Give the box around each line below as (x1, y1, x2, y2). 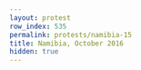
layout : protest (9, 13, 71, 23)
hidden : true (9, 47, 59, 56)
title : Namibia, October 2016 (9, 38, 125, 48)
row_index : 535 (9, 22, 67, 31)
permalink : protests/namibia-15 (9, 30, 132, 39)
